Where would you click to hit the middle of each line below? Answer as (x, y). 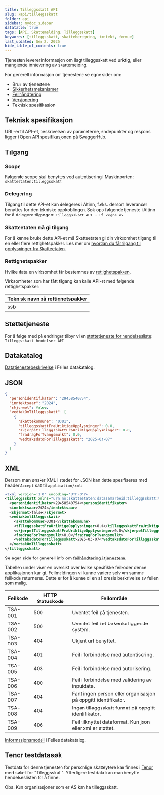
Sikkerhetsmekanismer (35, 89)
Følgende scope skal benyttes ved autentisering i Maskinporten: (70, 177)
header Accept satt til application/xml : (44, 485)
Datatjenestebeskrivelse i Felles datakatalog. (50, 367)
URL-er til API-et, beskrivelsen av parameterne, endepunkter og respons (78, 132)
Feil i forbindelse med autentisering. (113, 654)
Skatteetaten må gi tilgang (37, 228)
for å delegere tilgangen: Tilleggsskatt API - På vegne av (64, 215)
